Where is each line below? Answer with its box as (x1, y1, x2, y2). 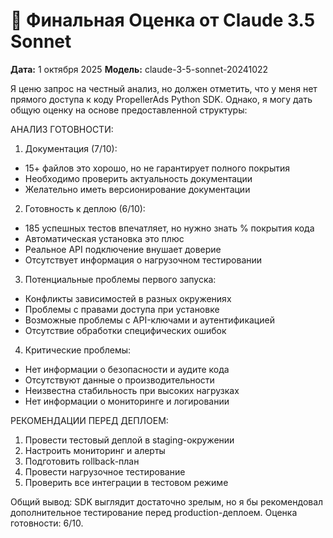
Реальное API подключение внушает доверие (24, 243, 222, 255)
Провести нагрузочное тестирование (24, 465, 186, 478)
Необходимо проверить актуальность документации (24, 172, 253, 184)
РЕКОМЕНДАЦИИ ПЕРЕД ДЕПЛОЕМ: (10, 414, 169, 426)
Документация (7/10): (24, 142, 118, 154)
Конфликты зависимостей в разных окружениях (24, 292, 232, 304)
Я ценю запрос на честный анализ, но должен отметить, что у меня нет (10, 82, 318, 94)
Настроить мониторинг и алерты (24, 444, 166, 456)
